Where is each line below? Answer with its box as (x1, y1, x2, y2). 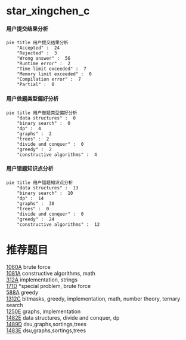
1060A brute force (6, 263, 51, 270)
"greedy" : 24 (17, 216, 55, 222)
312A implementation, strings (6, 276, 78, 283)
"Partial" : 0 (17, 82, 55, 88)
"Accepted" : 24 (17, 45, 60, 51)
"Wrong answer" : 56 (17, 56, 70, 62)
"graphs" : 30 (17, 200, 55, 207)
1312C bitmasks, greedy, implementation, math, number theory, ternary (6, 295, 181, 302)
